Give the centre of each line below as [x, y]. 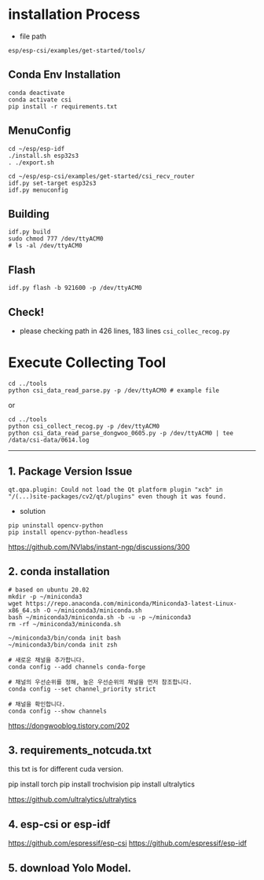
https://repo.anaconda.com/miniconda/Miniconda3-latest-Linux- [131, 603]
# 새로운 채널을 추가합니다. [47, 660]
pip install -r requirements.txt [63, 106]
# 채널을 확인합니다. [37, 704]
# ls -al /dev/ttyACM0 [45, 246]
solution [32, 511]
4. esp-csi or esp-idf [59, 824]
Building [29, 214]
